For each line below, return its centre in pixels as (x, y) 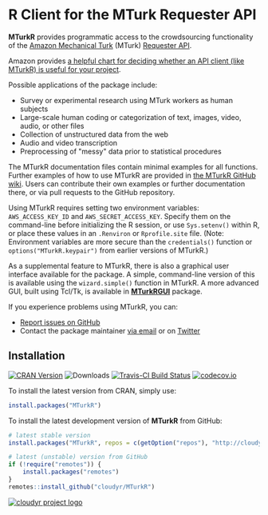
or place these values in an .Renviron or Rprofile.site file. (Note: (116, 233)
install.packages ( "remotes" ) (71, 472)
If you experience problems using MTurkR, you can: (93, 306)
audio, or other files (52, 126)
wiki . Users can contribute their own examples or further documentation (127, 184)
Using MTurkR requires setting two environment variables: (104, 208)
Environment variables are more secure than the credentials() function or (130, 242)
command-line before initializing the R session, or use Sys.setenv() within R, (134, 225)
